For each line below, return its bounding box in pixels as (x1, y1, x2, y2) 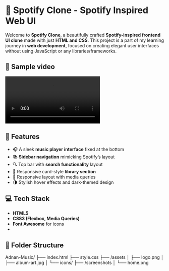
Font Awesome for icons (12, 221, 65, 227)
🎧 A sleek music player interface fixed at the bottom (12, 146, 125, 152)
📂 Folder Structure (5, 241, 64, 249)
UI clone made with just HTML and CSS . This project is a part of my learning (5, 37, 164, 43)
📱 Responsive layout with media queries (12, 174, 96, 180)
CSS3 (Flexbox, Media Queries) (12, 216, 80, 222)
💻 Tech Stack (5, 194, 50, 203)
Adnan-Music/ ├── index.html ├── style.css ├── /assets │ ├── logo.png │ (5, 254, 164, 260)
